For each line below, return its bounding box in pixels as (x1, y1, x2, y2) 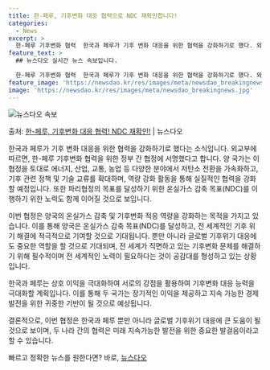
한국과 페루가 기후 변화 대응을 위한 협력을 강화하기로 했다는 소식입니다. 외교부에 (8, 143, 257, 153)
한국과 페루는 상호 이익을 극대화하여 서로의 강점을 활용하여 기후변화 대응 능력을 (8, 278, 256, 288)
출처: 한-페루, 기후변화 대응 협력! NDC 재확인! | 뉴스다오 (8, 126, 183, 136)
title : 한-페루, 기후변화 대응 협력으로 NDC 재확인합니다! (8, 11, 178, 20)
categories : (8, 19, 48, 27)
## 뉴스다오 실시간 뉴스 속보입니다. (15, 57, 118, 65)
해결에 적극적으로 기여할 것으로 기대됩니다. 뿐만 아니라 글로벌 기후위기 (16, 231, 235, 240)
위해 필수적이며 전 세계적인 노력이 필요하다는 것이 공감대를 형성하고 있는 (16, 251, 243, 261)
